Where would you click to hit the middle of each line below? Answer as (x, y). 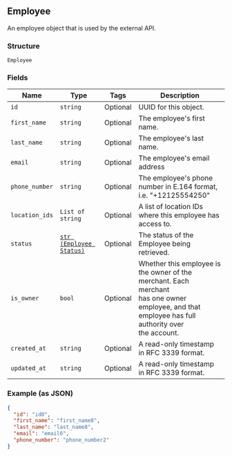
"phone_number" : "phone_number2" (61, 440)
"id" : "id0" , (32, 414)
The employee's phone (176, 178)
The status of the (166, 235)
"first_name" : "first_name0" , (57, 421)
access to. (155, 224)
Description (180, 95)
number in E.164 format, (178, 187)
